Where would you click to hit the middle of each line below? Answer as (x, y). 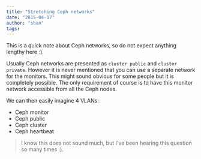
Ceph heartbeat (34, 131)
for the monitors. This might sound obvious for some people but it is (90, 76)
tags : (13, 28)
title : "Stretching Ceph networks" (51, 12)
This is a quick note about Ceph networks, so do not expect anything (91, 46)
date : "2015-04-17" (31, 17)
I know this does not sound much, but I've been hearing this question (106, 143)
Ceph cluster (31, 125)
